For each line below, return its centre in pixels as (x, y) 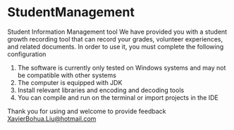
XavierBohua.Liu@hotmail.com (52, 118)
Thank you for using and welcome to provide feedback (87, 111)
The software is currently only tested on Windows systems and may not (122, 67)
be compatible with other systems (67, 75)
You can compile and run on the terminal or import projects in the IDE (118, 97)
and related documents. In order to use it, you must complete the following (116, 46)
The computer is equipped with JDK (70, 82)
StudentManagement (71, 12)
